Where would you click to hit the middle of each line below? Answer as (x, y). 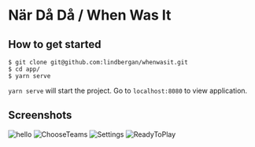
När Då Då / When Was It (90, 15)
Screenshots (40, 115)
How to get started (55, 44)
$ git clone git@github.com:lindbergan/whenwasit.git (98, 62)
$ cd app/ (24, 69)
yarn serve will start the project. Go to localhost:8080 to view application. (128, 90)
